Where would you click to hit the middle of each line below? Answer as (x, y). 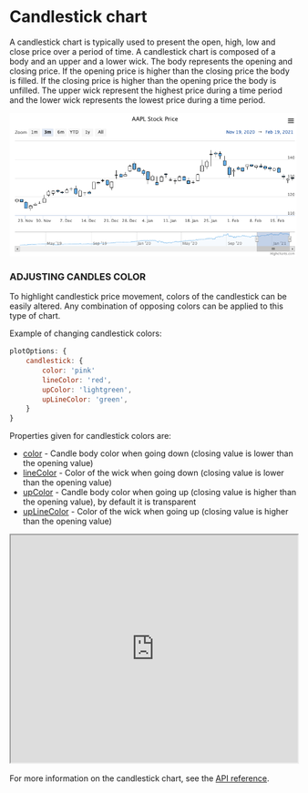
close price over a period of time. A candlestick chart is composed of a (143, 51)
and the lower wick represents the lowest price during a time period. (138, 100)
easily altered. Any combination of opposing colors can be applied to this (147, 306)
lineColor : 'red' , (77, 380)
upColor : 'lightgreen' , (87, 390)
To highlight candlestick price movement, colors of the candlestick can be (148, 297)
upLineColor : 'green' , (85, 399)
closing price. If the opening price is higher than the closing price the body (149, 71)
